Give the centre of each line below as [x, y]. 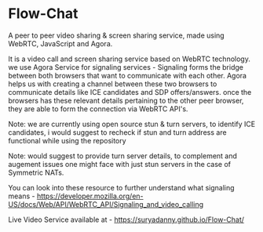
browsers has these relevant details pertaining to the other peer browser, [126, 100]
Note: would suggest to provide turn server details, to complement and [123, 156]
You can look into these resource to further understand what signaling [121, 187]
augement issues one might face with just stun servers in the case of [120, 164]
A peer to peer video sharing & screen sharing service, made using [117, 35]
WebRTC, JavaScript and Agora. [60, 43]
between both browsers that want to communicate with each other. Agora [128, 75]
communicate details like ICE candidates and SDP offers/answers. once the [130, 92]
